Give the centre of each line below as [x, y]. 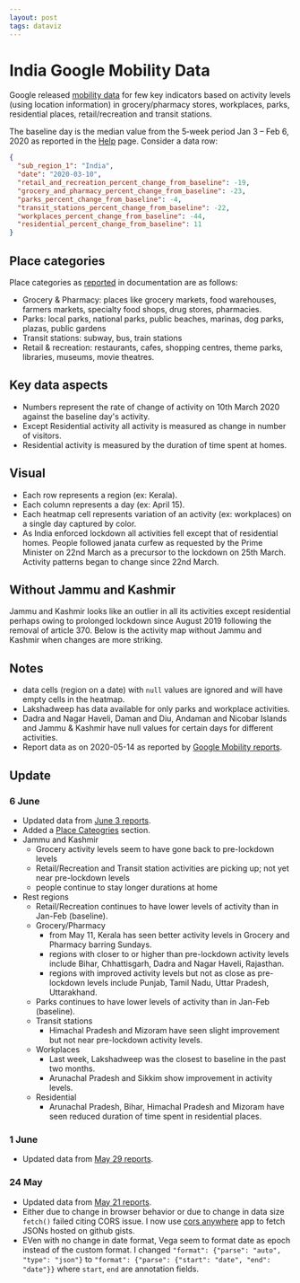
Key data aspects [59, 386]
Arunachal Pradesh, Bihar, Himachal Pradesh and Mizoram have [167, 1106]
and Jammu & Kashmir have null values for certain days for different [148, 728]
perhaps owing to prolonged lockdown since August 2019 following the [140, 621]
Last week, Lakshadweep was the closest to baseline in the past [167, 1059]
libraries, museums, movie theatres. [88, 357]
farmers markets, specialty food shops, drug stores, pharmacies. [142, 309]
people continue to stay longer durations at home [126, 887]
